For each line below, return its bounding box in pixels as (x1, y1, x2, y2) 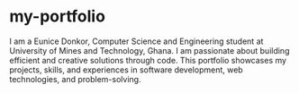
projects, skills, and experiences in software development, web (9, 64, 243, 75)
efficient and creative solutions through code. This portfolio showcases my (9, 55, 286, 65)
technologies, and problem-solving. (9, 73, 141, 84)
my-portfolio (9, 6, 106, 27)
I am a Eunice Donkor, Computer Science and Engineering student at (9, 36, 264, 46)
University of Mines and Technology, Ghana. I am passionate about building (9, 45, 290, 55)
